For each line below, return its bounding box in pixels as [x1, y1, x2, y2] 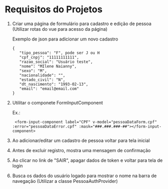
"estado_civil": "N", [19, 77, 66, 82]
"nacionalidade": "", [19, 73, 66, 78]
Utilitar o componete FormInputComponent [12, 99, 103, 106]
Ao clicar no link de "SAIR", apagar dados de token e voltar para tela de [12, 157, 163, 163]
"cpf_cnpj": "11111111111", [19, 55, 79, 60]
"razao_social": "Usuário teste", [19, 59, 93, 65]
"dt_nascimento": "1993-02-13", [19, 81, 89, 87]
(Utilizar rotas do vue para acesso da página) [12, 26, 108, 32]
